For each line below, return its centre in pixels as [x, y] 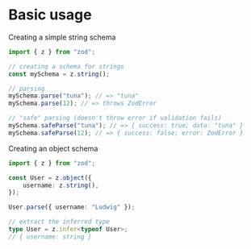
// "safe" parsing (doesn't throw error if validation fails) [115, 118]
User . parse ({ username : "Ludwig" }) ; [72, 207]
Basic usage [50, 15]
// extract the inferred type [59, 222]
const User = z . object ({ [50, 178]
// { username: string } [50, 237]
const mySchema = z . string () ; [59, 74]
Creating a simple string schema [62, 37]
